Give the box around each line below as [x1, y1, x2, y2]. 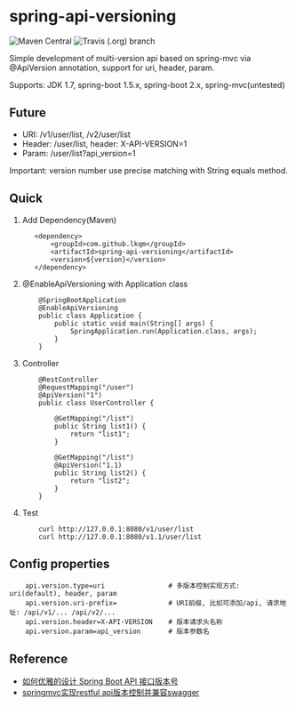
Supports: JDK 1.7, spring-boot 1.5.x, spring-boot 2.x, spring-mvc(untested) [9, 79, 286, 90]
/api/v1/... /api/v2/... [23, 608, 116, 617]
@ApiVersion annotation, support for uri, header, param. [9, 62, 215, 73]
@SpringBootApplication [38, 295, 126, 304]
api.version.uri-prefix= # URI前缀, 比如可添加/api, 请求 [25, 598, 280, 608]
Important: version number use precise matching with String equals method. [9, 164, 289, 175]
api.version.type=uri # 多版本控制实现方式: [25, 582, 240, 590]
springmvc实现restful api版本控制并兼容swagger [21, 687, 200, 698]
